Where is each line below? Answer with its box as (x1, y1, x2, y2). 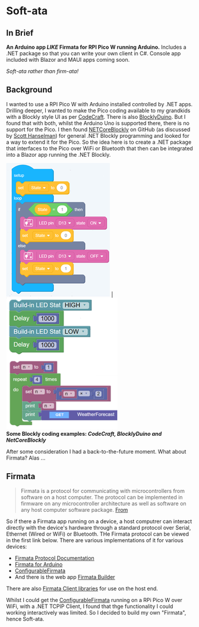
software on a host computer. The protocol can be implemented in (20, 493, 183, 501)
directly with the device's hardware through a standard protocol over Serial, (6, 524, 191, 531)
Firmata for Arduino (14, 560, 63, 568)
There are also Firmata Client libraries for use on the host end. (6, 585, 159, 592)
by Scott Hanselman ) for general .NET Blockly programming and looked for (6, 132, 190, 139)
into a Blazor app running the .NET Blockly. (6, 151, 111, 158)
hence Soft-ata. (6, 615, 45, 622)
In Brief (6, 28, 34, 38)
